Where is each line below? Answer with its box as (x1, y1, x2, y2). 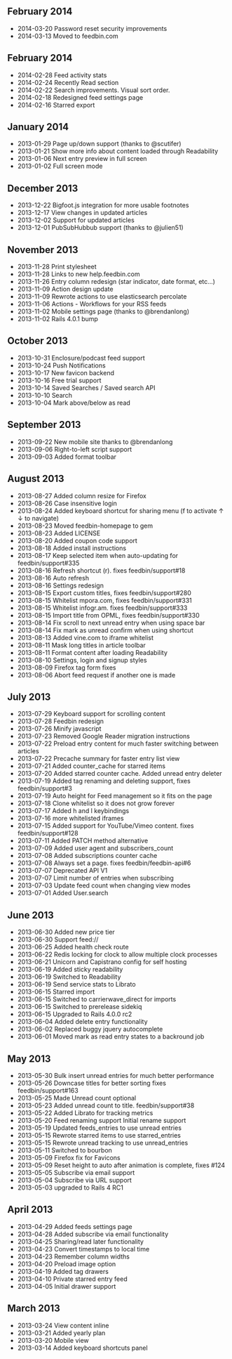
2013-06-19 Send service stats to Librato (17, 980, 136, 989)
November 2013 (7, 244, 79, 256)
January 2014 (7, 121, 69, 133)
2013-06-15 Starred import (17, 987, 95, 996)
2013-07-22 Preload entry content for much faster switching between (17, 739, 219, 748)
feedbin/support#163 (17, 1086, 79, 1095)
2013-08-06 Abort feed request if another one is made (17, 670, 176, 679)
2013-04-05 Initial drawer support (17, 1282, 116, 1290)
